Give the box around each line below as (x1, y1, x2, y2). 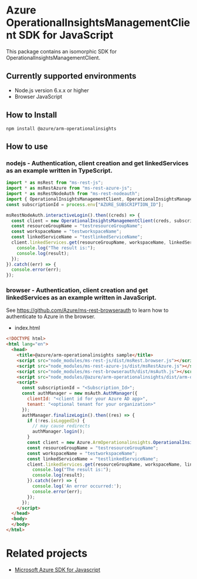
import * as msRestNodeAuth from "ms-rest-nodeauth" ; (6, 191, 141, 197)
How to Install (6, 110, 57, 120)
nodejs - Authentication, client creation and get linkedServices (6, 159, 189, 167)
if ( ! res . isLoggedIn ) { (27, 418, 85, 423)
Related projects (6, 547, 88, 560)
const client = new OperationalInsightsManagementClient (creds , (11, 218, 172, 224)
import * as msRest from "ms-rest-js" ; (6, 180, 104, 186)
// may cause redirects (32, 423, 91, 429)
